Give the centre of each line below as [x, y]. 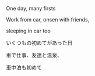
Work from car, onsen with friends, [48, 19]
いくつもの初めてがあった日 [39, 43]
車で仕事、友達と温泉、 [34, 55]
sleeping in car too [28, 31]
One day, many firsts [31, 8]
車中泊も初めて [24, 67]
